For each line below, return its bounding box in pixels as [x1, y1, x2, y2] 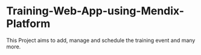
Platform [6, 17, 51, 30]
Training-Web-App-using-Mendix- [6, 4, 185, 18]
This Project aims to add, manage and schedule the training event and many [6, 36, 196, 44]
